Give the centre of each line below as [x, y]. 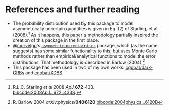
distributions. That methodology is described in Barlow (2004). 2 [79, 62]
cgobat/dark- [139, 68]
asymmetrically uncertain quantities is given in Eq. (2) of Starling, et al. [86, 28]
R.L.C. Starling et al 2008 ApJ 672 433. [53, 87]
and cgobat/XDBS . [44, 73]
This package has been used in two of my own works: [68, 68]
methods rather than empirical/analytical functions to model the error [84, 56]
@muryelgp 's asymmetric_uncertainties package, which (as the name [85, 45]
